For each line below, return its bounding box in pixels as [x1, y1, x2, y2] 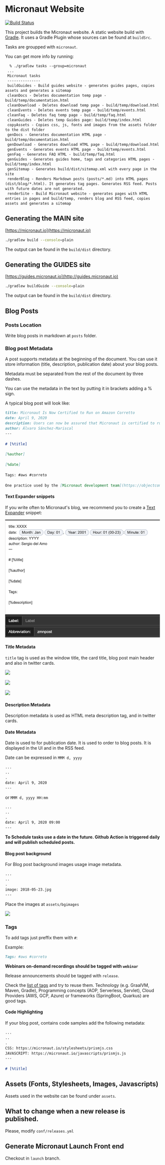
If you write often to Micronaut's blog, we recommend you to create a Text [5, 504, 156, 510]
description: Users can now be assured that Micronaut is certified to [5, 421, 155, 426]
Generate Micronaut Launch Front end [5, 1142, 124, 1151]
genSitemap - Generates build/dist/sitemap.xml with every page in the [7, 166, 157, 171]
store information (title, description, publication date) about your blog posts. [5, 361, 159, 367]
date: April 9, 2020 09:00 [5, 820, 60, 825]
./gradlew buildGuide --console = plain [5, 284, 84, 289]
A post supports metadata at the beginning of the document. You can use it [5, 356, 158, 362]
